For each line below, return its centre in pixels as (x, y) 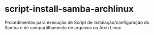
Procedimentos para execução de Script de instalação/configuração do (77, 22)
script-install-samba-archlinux (69, 9)
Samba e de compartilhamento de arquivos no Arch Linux (63, 27)
